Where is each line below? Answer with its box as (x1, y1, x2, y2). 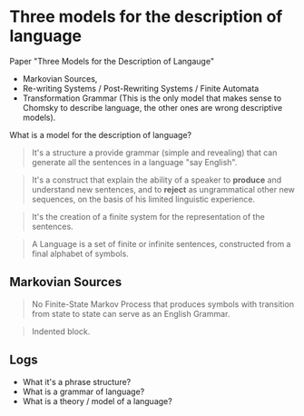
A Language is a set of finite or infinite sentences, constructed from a (31, 238, 291, 249)
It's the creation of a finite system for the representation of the (31, 211, 265, 222)
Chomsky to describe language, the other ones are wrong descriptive (22, 102, 283, 113)
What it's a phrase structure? (22, 376, 132, 387)
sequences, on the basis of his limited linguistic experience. (31, 193, 256, 204)
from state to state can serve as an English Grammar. (31, 308, 230, 319)
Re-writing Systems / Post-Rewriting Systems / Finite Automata (22, 83, 260, 94)
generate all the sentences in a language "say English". (31, 156, 238, 167)
